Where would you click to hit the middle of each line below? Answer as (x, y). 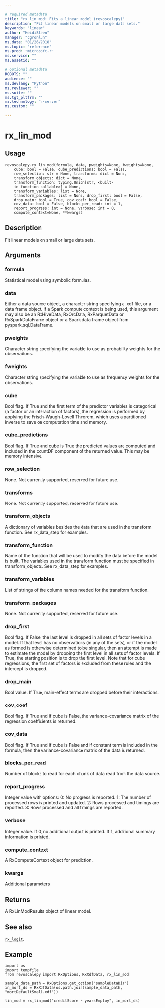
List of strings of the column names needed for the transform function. (77, 590)
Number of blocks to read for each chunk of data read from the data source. (83, 774)
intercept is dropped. (26, 668)
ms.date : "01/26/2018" (28, 42)
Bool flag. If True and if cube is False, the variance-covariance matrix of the (82, 716)
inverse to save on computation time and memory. (56, 422)
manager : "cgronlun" (26, 38)
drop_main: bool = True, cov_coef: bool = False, (66, 200)
